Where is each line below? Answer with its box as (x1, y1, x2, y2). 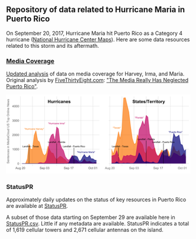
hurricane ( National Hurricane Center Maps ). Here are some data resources (6, 35, 190, 43)
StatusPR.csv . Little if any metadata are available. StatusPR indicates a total (6, 220, 190, 227)
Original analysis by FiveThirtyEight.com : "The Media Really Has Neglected (6, 77, 189, 84)
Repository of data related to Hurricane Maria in (6, 5, 185, 15)
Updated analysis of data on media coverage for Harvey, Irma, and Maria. (6, 70, 185, 77)
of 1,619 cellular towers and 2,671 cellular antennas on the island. (6, 227, 164, 234)
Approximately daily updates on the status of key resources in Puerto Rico (6, 196, 187, 203)
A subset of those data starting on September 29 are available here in (6, 214, 175, 221)
